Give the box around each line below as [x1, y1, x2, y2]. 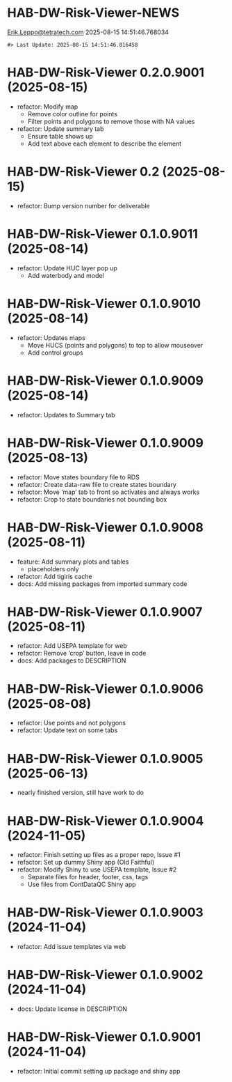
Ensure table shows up [27, 132, 94, 140]
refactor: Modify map [17, 102, 78, 111]
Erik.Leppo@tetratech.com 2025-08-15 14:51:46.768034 [7, 28, 169, 36]
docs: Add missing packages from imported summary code [17, 580, 188, 588]
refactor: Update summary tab [17, 124, 104, 133]
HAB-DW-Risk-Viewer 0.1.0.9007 [7, 604, 203, 619]
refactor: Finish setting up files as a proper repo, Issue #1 [17, 851, 181, 859]
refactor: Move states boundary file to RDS [17, 472, 140, 481]
